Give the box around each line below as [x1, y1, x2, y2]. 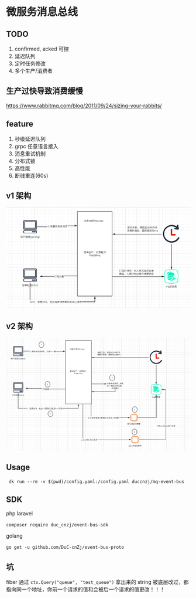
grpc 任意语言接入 [14, 142, 59, 149]
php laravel [6, 510, 33, 517]
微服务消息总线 [6, 5, 78, 19]
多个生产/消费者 [14, 67, 53, 74]
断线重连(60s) [14, 172, 49, 179]
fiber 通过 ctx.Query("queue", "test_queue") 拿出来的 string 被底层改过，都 [6, 579, 189, 586]
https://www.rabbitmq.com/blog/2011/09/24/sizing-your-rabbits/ [6, 102, 162, 109]
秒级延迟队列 [14, 135, 46, 142]
